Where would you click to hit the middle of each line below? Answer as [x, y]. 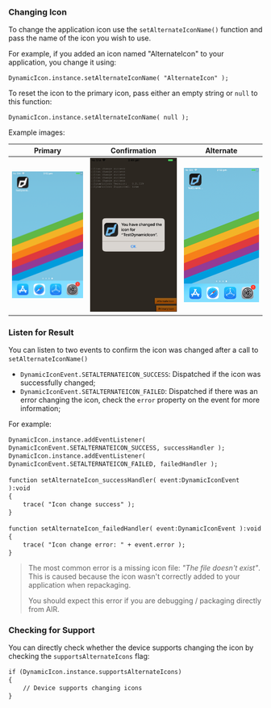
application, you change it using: [63, 62]
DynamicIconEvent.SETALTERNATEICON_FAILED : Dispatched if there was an [139, 391]
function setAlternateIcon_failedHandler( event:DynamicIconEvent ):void [135, 528]
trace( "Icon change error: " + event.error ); [104, 545]
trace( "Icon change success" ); [79, 504]
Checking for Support [52, 630]
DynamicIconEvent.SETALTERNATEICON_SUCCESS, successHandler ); [117, 448]
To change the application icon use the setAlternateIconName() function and [135, 30]
